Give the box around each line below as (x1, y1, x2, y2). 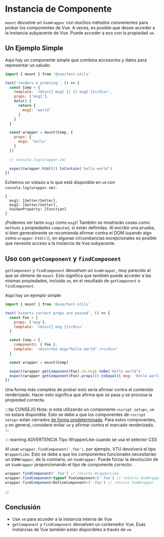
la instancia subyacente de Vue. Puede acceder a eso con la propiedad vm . (5, 30, 155, 36)
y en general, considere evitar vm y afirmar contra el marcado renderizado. (5, 422, 155, 428)
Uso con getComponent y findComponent (5, 255, 121, 263)
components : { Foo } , (14, 342, 58, 347)
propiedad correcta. (5, 397, 45, 403)
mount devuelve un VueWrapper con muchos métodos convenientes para (5, 20, 148, 25)
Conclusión (5, 503, 41, 512)
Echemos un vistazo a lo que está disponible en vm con (5, 179, 116, 185)
